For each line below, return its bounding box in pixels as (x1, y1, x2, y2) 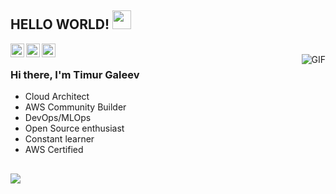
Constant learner (24, 133, 95, 145)
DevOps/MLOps (24, 112, 92, 124)
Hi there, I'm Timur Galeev (10, 67, 140, 81)
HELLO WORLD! (10, 16, 110, 33)
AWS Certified (24, 144, 84, 156)
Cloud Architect (24, 91, 90, 103)
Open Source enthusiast (24, 122, 125, 135)
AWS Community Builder (24, 101, 127, 113)
